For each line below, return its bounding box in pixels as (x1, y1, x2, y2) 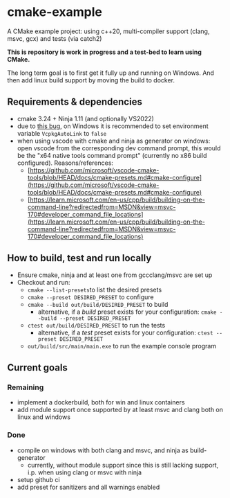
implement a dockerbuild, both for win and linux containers (17, 398, 185, 407)
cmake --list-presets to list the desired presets (27, 285, 162, 294)
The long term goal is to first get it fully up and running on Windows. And (7, 69, 214, 77)
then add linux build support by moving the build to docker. (7, 75, 175, 84)
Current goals (7, 362, 68, 373)
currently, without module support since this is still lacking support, (27, 461, 219, 469)
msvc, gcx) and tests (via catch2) (7, 34, 102, 42)
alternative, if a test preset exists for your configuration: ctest (37, 328, 213, 337)
